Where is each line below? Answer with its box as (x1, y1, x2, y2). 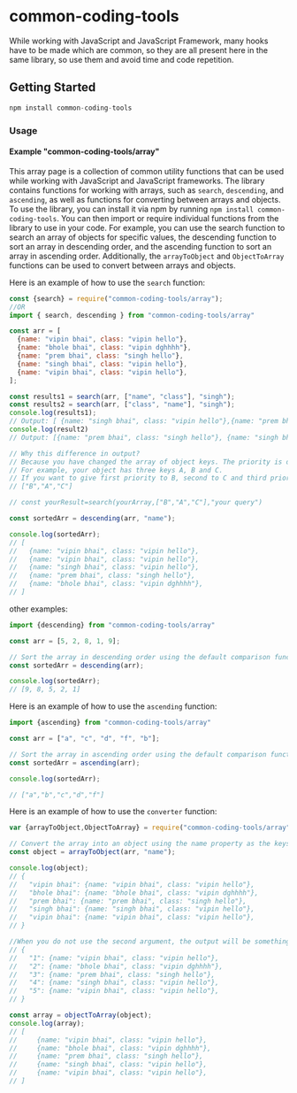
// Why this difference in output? (9, 449, 141, 458)
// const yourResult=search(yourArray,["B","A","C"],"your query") (9, 498, 263, 507)
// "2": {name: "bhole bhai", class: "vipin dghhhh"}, (9, 962, 224, 971)
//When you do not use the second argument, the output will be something (9, 937, 291, 946)
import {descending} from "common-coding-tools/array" (9, 620, 216, 629)
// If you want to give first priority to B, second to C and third (9, 473, 267, 483)
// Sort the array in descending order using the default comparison (9, 652, 271, 661)
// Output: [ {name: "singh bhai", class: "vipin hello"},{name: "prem (9, 417, 278, 426)
